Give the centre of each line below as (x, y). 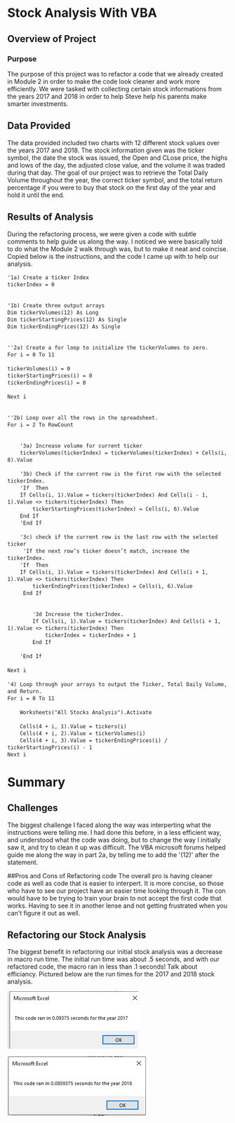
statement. (23, 862)
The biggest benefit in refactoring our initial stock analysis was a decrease (115, 952)
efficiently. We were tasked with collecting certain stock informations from (115, 88)
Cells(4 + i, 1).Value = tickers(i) (74, 726)
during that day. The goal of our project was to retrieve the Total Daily (108, 173)
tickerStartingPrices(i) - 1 (50, 747)
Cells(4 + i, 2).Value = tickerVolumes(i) (83, 733)
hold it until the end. (36, 195)
